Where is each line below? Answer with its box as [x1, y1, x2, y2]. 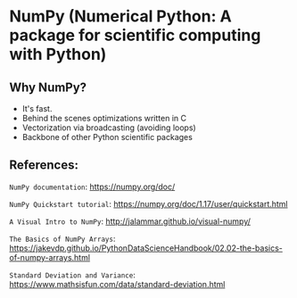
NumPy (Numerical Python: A [9, 6, 232, 27]
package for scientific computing [9, 25, 261, 46]
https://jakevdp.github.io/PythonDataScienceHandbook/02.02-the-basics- [9, 243, 284, 253]
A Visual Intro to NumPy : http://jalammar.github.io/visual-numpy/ [9, 216, 252, 227]
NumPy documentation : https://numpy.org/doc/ [9, 181, 176, 192]
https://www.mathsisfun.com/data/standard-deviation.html [9, 278, 226, 289]
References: [9, 158, 78, 173]
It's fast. [21, 103, 53, 113]
